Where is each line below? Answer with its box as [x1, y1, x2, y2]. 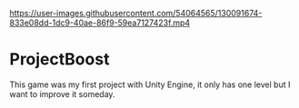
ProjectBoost [9, 49, 110, 70]
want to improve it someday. [9, 88, 115, 99]
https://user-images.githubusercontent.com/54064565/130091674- [9, 8, 263, 18]
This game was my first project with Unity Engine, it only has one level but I [9, 79, 291, 90]
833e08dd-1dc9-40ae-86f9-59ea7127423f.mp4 [9, 17, 191, 28]
